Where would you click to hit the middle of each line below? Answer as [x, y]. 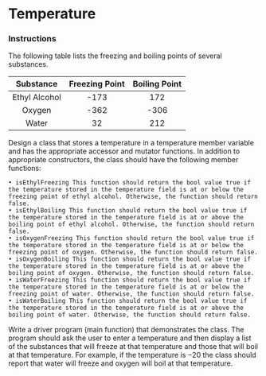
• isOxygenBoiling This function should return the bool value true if [129, 259]
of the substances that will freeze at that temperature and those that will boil [133, 347]
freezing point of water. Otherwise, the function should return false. [131, 294]
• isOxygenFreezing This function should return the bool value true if [131, 238]
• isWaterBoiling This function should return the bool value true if [128, 301]
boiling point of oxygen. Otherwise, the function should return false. [131, 273]
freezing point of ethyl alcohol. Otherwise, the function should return [133, 197]
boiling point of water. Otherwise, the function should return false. [129, 315]
